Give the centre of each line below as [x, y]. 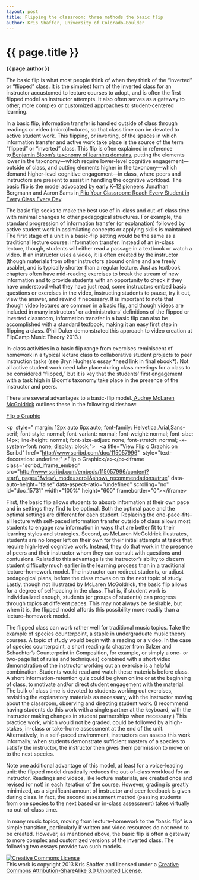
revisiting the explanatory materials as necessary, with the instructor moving [99, 697]
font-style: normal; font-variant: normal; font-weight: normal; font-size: [107, 434]
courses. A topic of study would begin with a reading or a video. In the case [99, 640]
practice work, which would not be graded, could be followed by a [87, 722]
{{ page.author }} [28, 68]
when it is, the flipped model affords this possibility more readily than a [93, 610]
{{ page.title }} [43, 52]
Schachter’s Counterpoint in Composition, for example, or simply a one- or [97, 653]
